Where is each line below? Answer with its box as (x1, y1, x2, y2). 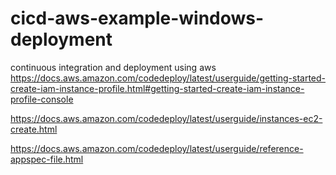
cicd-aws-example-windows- (10, 7, 265, 30)
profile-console (10, 93, 74, 105)
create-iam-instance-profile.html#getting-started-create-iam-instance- (10, 82, 305, 94)
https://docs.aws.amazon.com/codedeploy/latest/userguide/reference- (10, 142, 304, 154)
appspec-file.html (10, 153, 84, 165)
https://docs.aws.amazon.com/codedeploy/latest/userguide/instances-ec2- (10, 112, 323, 124)
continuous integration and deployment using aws (10, 61, 217, 73)
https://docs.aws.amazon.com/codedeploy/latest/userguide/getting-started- (10, 72, 327, 84)
